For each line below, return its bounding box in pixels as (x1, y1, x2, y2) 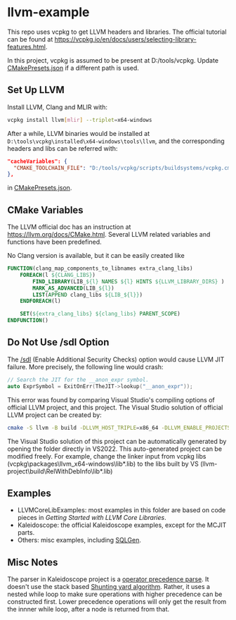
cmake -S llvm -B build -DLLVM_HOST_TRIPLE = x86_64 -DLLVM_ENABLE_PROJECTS (7, 424, 231, 431)
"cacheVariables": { (7, 158, 68, 165)
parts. (17, 528, 35, 537)
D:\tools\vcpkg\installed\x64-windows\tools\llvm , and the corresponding (7, 137, 225, 145)
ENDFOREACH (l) (20, 297, 61, 305)
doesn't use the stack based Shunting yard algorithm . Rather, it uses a (7, 583, 211, 591)
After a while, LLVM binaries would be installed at (7, 129, 150, 137)
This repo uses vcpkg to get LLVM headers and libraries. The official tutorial (7, 27, 227, 36)
